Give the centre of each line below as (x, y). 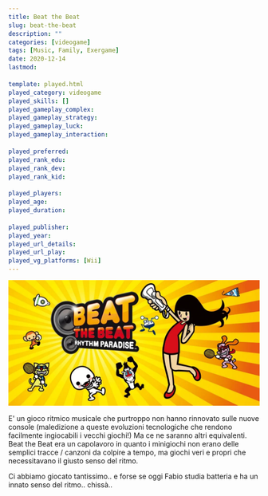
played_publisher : (39, 227)
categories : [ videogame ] (49, 42)
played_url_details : (43, 244)
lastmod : (23, 68)
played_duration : (37, 211)
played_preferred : (39, 152)
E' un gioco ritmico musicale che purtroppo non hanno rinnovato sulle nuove (134, 418)
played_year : (30, 235)
